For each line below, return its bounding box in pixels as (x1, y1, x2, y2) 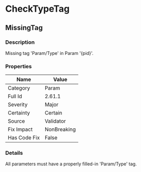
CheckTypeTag (5, 3, 70, 15)
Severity (8, 101, 28, 108)
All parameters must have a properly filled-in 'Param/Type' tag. (5, 161, 137, 167)
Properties (5, 63, 32, 70)
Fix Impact (8, 126, 33, 133)
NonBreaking (45, 126, 76, 133)
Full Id (8, 93, 22, 100)
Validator (45, 118, 66, 125)
